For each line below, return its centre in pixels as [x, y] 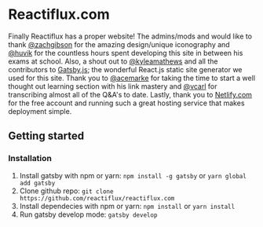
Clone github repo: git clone [66, 191]
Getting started [46, 136]
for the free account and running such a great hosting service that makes [126, 103]
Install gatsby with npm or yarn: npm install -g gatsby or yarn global [133, 175]
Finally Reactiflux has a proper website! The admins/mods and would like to [130, 36]
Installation [30, 159]
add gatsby [37, 183]
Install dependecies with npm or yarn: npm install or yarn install [127, 206]
